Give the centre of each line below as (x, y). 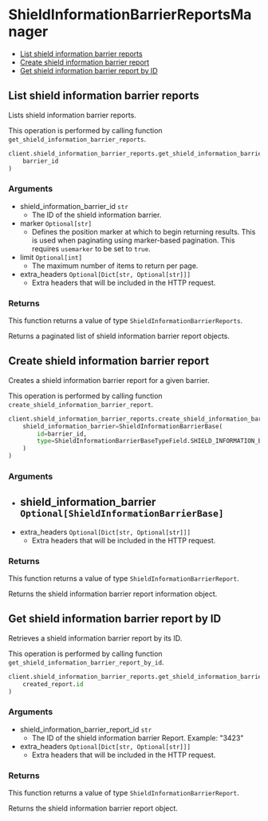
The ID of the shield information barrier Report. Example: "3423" (138, 738)
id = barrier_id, (62, 434)
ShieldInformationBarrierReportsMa (130, 15)
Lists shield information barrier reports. (73, 115)
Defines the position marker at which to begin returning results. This (144, 231)
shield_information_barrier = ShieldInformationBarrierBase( (123, 426)
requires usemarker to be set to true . (91, 248)
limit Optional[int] (51, 257)
